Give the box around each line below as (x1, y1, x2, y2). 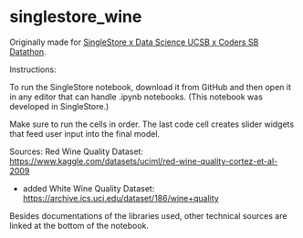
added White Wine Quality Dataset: (22, 182, 155, 193)
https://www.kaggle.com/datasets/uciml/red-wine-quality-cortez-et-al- (9, 155, 278, 166)
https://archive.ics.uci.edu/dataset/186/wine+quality (22, 192, 219, 203)
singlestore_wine (9, 6, 142, 27)
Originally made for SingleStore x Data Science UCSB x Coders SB (9, 36, 259, 47)
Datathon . (9, 46, 47, 57)
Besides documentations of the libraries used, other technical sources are (9, 210, 287, 221)
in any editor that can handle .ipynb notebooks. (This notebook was (9, 91, 263, 102)
